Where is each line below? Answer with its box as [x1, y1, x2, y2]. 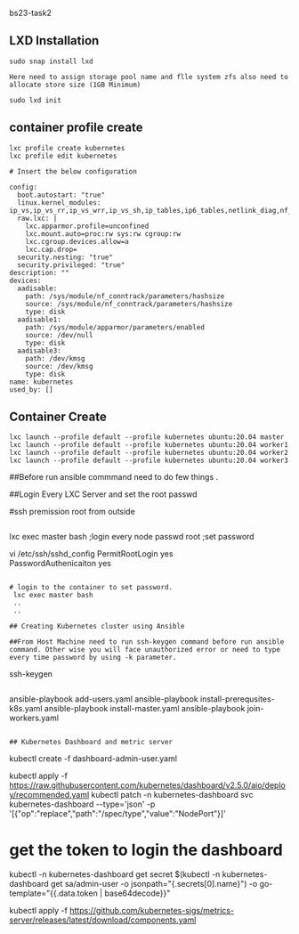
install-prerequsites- [199, 694, 276, 704]
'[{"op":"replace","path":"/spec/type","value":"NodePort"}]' [9, 808, 227, 819]
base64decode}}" [104, 888, 171, 898]
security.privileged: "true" [17, 260, 125, 270]
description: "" [9, 268, 69, 277]
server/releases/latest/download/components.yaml [9, 914, 197, 925]
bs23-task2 [9, 8, 52, 18]
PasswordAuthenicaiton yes [9, 558, 111, 569]
